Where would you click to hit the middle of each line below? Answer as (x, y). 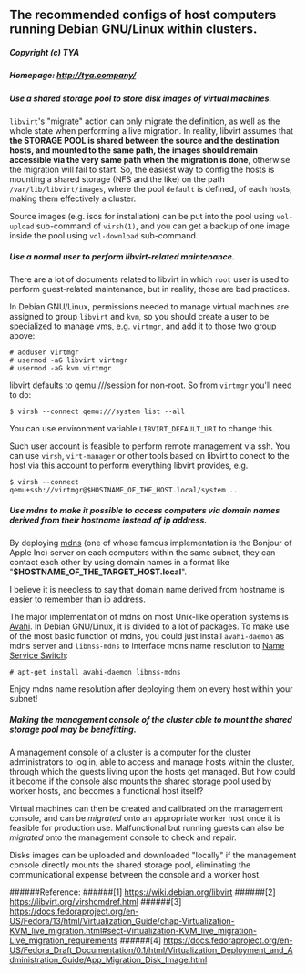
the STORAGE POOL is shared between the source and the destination (144, 141)
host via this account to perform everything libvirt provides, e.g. (129, 466)
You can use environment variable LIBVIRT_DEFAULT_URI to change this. (142, 429)
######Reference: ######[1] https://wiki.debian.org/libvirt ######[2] (143, 892)
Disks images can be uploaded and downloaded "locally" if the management (153, 856)
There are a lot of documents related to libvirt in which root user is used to (149, 279)
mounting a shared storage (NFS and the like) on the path (117, 179)
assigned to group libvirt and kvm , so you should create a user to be (139, 317)
